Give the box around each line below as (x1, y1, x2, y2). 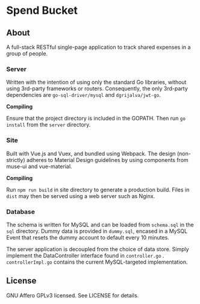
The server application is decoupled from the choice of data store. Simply (6, 245, 189, 253)
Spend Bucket (6, 4, 78, 17)
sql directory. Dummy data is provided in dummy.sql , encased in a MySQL (6, 227, 188, 235)
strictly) (6, 156, 25, 163)
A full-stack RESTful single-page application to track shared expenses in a (6, 43, 191, 51)
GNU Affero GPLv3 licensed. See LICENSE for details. (6, 291, 139, 299)
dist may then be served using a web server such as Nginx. (6, 192, 155, 199)
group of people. (6, 50, 48, 57)
